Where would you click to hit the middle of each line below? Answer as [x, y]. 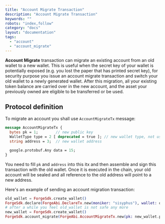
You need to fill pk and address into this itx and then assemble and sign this [81, 164]
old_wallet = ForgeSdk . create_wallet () [46, 198]
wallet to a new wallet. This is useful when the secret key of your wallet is [79, 65]
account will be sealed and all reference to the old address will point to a [78, 174]
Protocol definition [34, 107]
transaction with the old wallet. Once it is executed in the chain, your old [78, 169]
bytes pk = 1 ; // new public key [51, 132]
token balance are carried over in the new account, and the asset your [76, 86]
